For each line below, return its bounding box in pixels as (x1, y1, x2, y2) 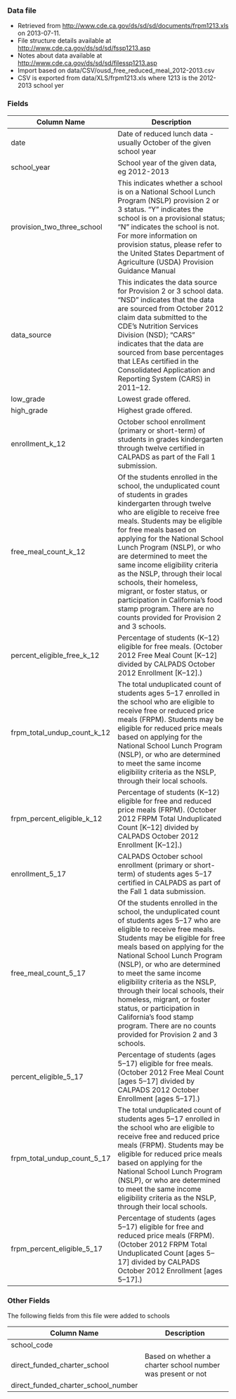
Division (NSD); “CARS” (117, 329, 195, 339)
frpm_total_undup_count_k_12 (11, 728, 111, 737)
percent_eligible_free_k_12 (11, 650, 100, 660)
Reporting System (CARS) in (117, 374, 211, 383)
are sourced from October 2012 (117, 303, 224, 313)
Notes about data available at (17, 51, 103, 60)
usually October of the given (117, 138, 211, 147)
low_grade (11, 394, 46, 404)
